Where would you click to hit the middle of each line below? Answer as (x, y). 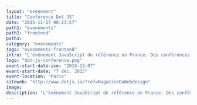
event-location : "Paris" (36, 76)
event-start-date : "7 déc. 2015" (47, 71)
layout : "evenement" (31, 11)
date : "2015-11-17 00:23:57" (42, 22)
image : (14, 87)
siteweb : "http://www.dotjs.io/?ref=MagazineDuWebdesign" (78, 82)
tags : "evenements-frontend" (42, 50)
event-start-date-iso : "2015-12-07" (51, 66)
